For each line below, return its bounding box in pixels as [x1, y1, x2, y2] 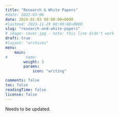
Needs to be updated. [5, 106, 51, 112]
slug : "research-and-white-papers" [5, 26, 81, 31]
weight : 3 [23, 59, 44, 64]
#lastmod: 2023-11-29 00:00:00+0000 [5, 21, 83, 27]
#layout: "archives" [5, 41, 49, 46]
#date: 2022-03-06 [5, 12, 44, 17]
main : [14, 50, 26, 55]
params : [23, 64, 39, 69]
